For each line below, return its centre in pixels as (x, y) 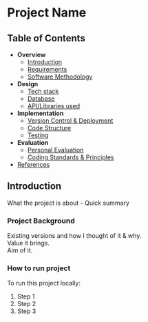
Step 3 (27, 311)
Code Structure (49, 128)
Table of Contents (46, 38)
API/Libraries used (54, 106)
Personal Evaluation (55, 150)
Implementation (40, 113)
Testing (38, 135)
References (33, 164)
